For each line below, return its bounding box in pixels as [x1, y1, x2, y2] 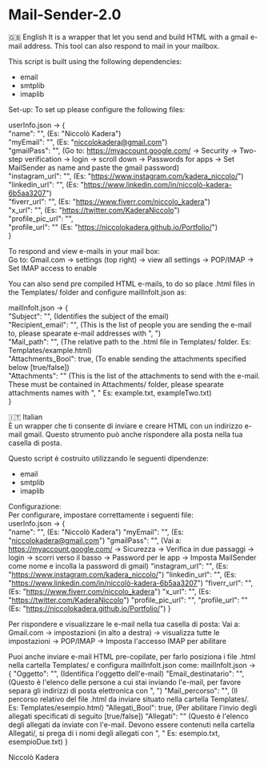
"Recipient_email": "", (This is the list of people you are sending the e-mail [8, 320, 252, 329]
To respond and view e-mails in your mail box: [8, 246, 160, 255]
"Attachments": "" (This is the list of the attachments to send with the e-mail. [8, 371, 261, 380]
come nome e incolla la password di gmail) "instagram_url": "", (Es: [8, 561, 229, 570]
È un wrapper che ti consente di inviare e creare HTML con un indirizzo [8, 420, 243, 430]
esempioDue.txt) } [8, 737, 68, 746]
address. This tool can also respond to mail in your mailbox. [23, 41, 220, 50]
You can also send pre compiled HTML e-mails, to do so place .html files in [8, 279, 255, 288]
